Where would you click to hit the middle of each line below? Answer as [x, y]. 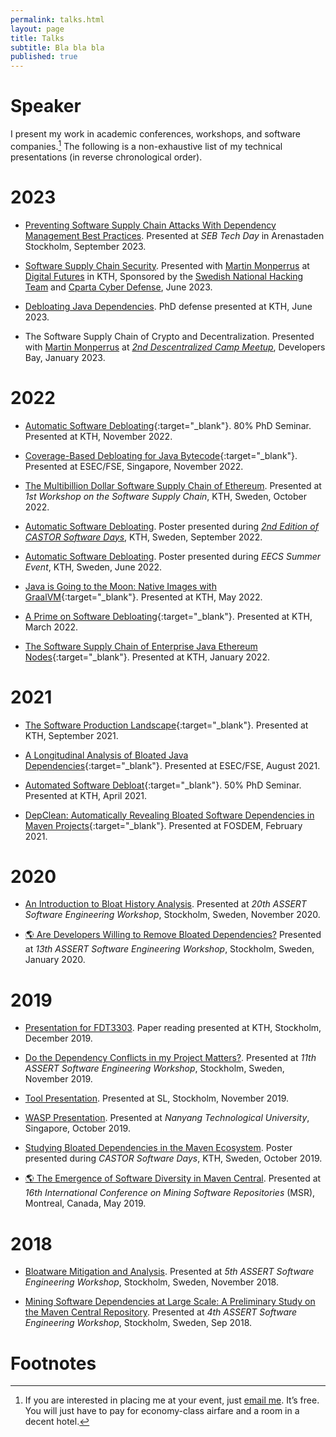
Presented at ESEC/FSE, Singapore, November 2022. [134, 466]
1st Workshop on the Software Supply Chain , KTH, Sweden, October [166, 496]
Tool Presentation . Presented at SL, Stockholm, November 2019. [157, 1098]
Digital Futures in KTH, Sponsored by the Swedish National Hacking [164, 276]
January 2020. [55, 960]
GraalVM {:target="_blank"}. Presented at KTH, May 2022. [143, 597]
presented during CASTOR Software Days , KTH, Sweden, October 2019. [173, 1158]
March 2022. [51, 627]
